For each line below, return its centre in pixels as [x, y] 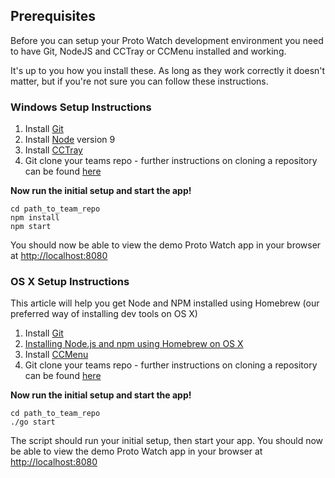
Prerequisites [53, 16]
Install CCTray [53, 150]
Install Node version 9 [70, 140]
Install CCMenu [56, 355]
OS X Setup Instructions [70, 282]
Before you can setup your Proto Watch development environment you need [167, 40]
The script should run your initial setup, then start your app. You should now [167, 441]
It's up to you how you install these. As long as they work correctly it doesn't [168, 70]
